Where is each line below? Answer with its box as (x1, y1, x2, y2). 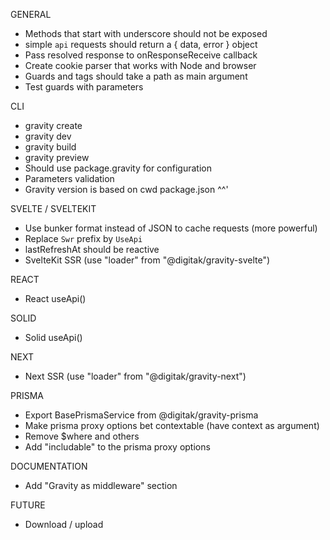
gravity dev (24, 130, 72, 142)
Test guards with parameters (24, 81, 144, 93)
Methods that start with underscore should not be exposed (24, 28, 268, 39)
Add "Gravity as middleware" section (24, 480, 178, 491)
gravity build (24, 141, 77, 153)
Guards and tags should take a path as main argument (24, 70, 248, 82)
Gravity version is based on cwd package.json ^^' (24, 184, 229, 195)
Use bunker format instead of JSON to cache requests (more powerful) (24, 222, 318, 234)
